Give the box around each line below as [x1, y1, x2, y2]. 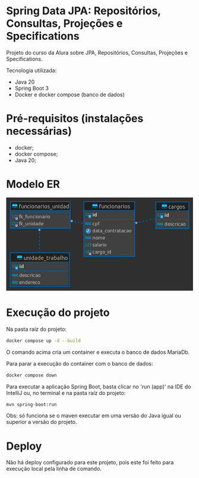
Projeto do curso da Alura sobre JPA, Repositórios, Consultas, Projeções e [6, 49, 188, 56]
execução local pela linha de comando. [6, 465, 102, 473]
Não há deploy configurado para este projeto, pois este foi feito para [6, 459, 174, 466]
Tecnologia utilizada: [6, 67, 57, 74]
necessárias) [6, 125, 72, 138]
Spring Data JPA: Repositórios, [6, 4, 162, 18]
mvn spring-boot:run [6, 401, 58, 407]
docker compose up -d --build [6, 337, 81, 344]
